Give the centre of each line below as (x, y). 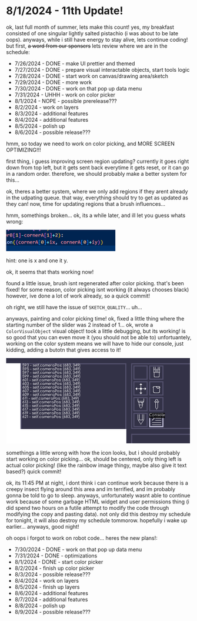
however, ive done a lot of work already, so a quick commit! (78, 296)
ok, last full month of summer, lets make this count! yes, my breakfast (90, 27)
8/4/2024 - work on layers (47, 580)
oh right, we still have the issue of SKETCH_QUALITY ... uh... (74, 307)
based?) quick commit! (34, 471)
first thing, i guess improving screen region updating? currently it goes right (98, 161)
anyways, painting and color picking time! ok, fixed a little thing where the (95, 318)
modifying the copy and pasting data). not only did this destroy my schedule (98, 514)
